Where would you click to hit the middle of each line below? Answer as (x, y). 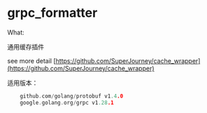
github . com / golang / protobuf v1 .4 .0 (72, 96)
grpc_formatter (52, 13)
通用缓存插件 (26, 46)
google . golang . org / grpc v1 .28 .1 (67, 102)
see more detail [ (31, 60)
